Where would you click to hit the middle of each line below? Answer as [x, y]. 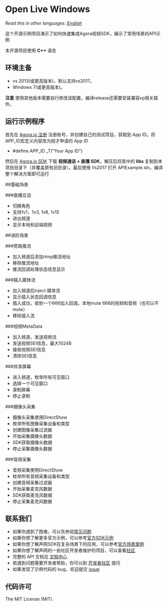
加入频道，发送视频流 [34, 337]
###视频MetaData [24, 326]
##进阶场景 [17, 235]
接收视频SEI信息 [29, 349]
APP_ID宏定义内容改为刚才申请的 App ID [47, 141]
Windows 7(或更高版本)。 [38, 87]
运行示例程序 [25, 122]
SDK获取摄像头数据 [32, 442]
